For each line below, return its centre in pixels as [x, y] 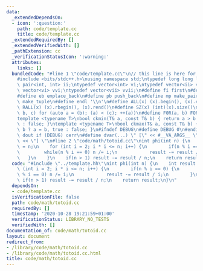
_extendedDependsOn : [37, 18]
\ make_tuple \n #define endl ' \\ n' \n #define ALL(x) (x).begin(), [100, 101]
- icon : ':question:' [39, 23]
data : [13, 12]
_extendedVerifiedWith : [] [46, 46]
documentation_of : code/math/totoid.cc [56, 231]
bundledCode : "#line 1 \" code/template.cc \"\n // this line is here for [104, 74]
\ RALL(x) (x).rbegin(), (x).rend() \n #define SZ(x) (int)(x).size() [105, 107]
